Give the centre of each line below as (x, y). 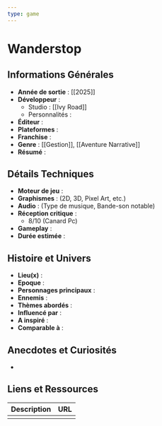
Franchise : (34, 137)
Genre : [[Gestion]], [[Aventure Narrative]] (79, 144)
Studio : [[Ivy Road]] (57, 107)
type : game (23, 14)
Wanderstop (45, 48)
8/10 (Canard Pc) (53, 221)
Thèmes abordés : (45, 305)
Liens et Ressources (53, 389)
